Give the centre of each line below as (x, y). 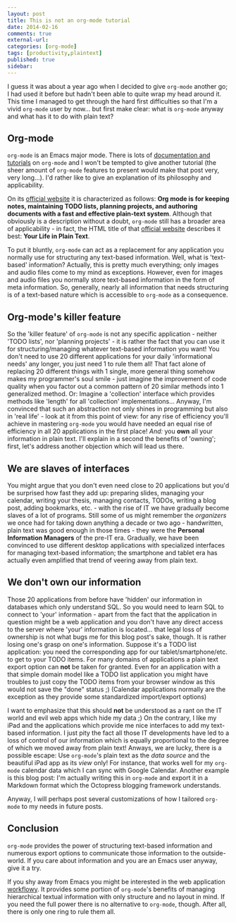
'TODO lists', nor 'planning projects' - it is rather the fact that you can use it (116, 342)
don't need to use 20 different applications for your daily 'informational (110, 357)
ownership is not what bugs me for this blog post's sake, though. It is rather (117, 637)
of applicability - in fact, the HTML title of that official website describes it (114, 229)
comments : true (30, 33)
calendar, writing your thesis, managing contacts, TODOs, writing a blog (112, 500)
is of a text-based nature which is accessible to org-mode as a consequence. (118, 295)
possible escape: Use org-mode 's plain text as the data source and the (108, 755)
